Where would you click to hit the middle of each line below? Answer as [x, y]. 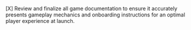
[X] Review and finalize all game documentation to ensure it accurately [92, 9]
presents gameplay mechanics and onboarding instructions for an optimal [96, 15]
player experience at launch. [40, 21]
